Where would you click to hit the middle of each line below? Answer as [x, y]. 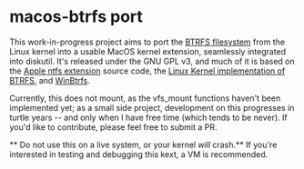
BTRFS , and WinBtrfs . [50, 80]
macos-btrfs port [76, 17]
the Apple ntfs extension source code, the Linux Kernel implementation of [147, 71]
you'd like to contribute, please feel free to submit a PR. [113, 127]
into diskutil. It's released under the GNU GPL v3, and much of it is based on [152, 61]
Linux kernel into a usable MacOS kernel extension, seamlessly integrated [148, 51]
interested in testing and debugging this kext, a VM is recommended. [139, 154]
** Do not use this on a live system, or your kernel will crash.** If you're [143, 144]
